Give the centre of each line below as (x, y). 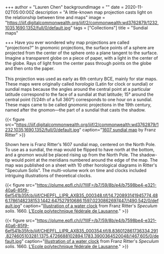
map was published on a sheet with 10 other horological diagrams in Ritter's (81, 165)
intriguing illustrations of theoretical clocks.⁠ (48, 176)
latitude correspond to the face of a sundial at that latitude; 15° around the (79, 94)
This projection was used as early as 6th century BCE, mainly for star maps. (81, 79)
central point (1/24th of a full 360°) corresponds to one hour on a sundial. (79, 99)
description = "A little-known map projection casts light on (94, 12)
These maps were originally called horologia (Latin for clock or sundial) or (79, 84)
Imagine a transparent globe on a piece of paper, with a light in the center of (82, 58)
